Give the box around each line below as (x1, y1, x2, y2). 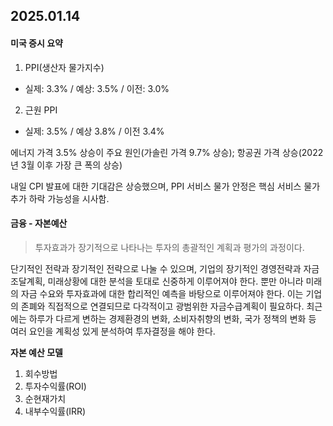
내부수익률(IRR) (24, 405, 87, 417)
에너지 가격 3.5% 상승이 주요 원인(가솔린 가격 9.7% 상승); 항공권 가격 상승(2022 (10, 146, 324, 158)
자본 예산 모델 (10, 346, 63, 358)
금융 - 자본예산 (10, 217, 68, 229)
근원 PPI (24, 104, 58, 116)
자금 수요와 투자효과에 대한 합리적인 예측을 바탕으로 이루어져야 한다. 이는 (20, 287, 304, 299)
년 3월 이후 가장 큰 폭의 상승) (10, 159, 123, 171)
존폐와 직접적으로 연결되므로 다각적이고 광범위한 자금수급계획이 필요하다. (20, 300, 305, 312)
